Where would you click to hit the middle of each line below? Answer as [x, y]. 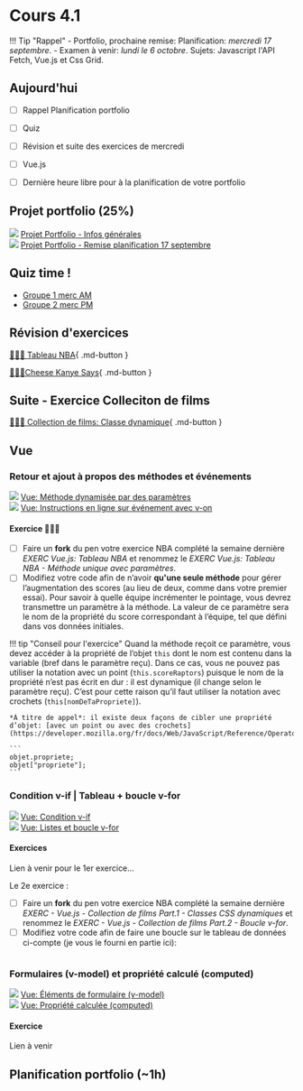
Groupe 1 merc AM [57, 295]
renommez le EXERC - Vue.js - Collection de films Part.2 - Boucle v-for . [155, 922]
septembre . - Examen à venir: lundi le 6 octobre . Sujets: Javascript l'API [142, 50]
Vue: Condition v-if [55, 817]
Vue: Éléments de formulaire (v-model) [92, 994]
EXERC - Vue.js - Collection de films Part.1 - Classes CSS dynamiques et [157, 913]
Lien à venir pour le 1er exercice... [72, 868]
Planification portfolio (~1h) [88, 1074]
